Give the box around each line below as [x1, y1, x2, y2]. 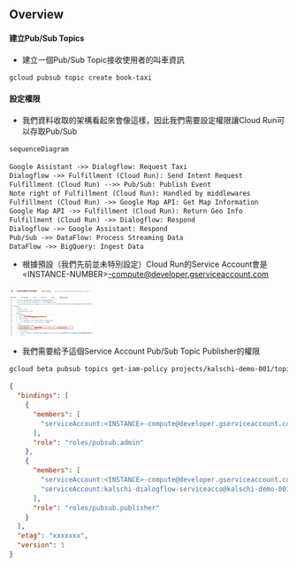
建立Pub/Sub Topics [9, 33, 85, 43]
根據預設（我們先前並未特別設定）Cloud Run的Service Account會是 [21, 259, 268, 269]
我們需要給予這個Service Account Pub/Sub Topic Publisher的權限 [21, 346, 261, 357]
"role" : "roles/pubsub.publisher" [32, 503, 161, 512]
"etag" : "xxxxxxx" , [17, 532, 89, 540]
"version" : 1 [17, 540, 65, 550]
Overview [9, 7, 65, 22]
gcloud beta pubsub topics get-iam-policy [9, 365, 168, 374]
